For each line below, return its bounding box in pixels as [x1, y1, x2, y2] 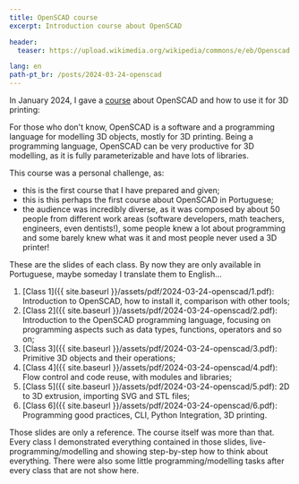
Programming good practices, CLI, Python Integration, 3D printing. [21, 410, 268, 420]
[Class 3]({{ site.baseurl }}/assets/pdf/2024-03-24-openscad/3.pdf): [21, 344, 278, 353]
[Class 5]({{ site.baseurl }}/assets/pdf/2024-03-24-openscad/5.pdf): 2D [21, 381, 290, 392]
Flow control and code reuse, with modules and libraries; [21, 372, 233, 382]
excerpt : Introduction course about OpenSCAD [9, 21, 182, 30]
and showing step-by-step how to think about [99, 446, 269, 456]
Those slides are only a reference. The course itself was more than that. [9, 427, 275, 437]
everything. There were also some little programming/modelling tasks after [9, 455, 285, 466]
